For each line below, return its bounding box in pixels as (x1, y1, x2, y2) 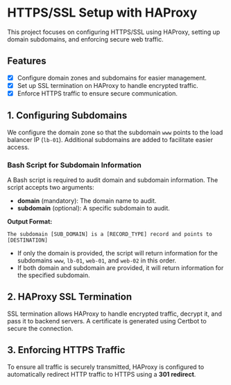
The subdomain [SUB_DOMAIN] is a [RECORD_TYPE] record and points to (7, 231, 213, 238)
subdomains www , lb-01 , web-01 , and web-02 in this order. (17, 256, 177, 265)
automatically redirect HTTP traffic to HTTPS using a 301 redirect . (7, 370, 196, 378)
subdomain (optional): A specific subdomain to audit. (17, 204, 170, 213)
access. (7, 143, 30, 151)
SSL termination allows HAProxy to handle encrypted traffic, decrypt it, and (7, 310, 222, 318)
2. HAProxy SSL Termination (7, 291, 132, 303)
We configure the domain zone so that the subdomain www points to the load (7, 128, 223, 136)
